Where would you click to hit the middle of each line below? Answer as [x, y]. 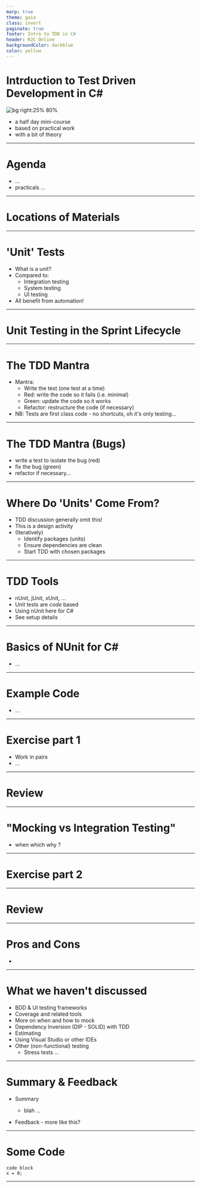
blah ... [32, 1110]
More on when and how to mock [55, 1020]
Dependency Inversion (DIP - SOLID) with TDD [72, 1026]
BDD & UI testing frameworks [51, 1007]
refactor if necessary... [43, 473]
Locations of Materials [63, 217]
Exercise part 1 [43, 740]
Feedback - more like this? [48, 1122]
